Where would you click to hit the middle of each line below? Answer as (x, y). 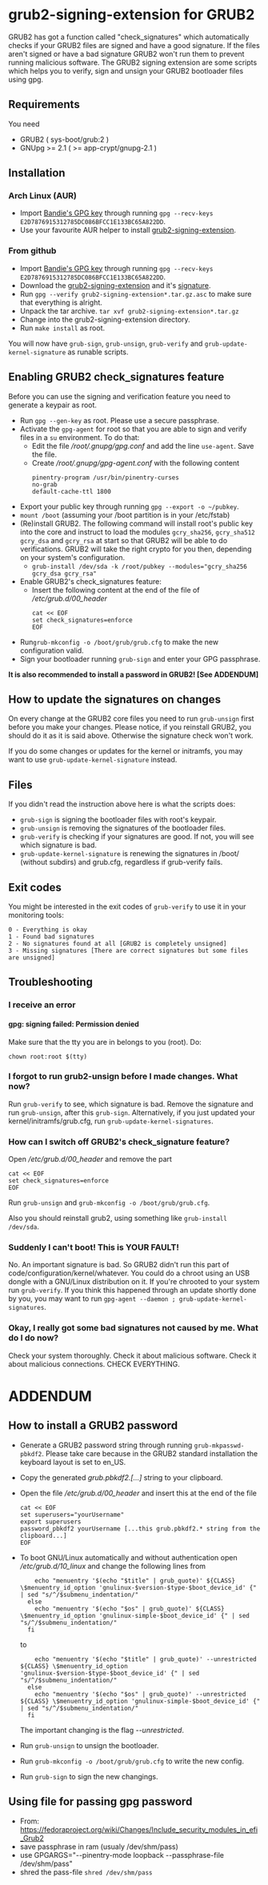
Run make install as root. (62, 328)
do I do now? (33, 1338)
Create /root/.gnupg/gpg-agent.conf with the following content (136, 462)
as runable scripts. (98, 352)
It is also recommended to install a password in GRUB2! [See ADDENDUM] (133, 674)
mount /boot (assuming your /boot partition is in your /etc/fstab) (125, 514)
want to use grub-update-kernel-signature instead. (93, 760)
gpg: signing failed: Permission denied (74, 1024)
